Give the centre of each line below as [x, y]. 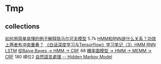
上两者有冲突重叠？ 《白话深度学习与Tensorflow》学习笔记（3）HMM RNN [80, 45]
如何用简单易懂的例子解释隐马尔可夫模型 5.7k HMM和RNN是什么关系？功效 [81, 39]
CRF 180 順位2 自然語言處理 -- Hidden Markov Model [59, 57]
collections [23, 26]
